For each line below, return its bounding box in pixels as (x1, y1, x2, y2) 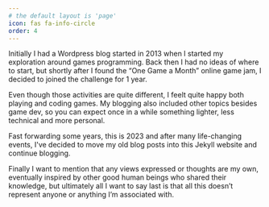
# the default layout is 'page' (8, 11, 117, 20)
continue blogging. (8, 148, 71, 158)
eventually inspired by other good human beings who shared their (8, 172, 227, 182)
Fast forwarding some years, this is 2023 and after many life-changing (8, 131, 242, 141)
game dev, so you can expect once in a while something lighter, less (8, 107, 235, 117)
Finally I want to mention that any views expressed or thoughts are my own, (8, 164, 259, 174)
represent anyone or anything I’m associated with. (8, 190, 175, 200)
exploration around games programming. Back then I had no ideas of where (8, 57, 259, 67)
